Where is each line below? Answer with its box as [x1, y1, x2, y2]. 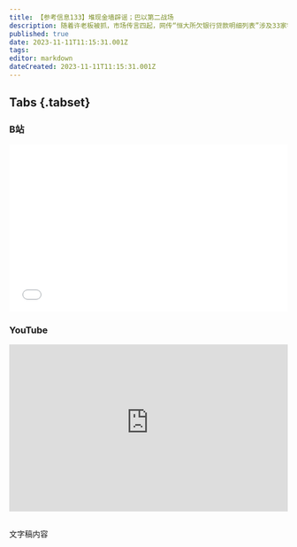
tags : [9, 46, 29, 55]
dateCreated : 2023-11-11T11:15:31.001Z [9, 63, 156, 72]
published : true [9, 29, 69, 38]
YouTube [9, 324, 49, 336]
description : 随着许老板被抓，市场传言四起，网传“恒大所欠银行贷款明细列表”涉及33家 [9, 21, 287, 30]
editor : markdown [9, 54, 73, 63]
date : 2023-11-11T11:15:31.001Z [9, 37, 128, 47]
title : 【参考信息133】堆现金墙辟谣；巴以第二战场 [9, 12, 174, 22]
